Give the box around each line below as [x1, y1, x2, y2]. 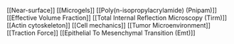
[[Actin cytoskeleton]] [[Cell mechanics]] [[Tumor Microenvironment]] [6, 21, 211, 29]
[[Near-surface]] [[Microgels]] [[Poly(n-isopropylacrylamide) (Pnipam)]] [6, 6, 218, 14]
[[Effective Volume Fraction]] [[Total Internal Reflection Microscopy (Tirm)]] [6, 13, 228, 22]
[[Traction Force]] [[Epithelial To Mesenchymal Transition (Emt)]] [6, 28, 196, 37]
